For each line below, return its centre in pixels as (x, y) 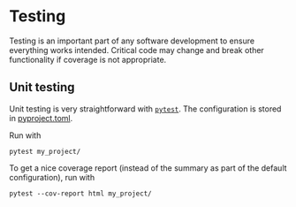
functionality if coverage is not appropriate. (88, 59)
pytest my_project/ (45, 151)
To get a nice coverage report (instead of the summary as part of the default (148, 168)
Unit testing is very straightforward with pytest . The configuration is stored (145, 109)
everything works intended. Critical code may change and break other (137, 50)
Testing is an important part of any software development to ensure (132, 41)
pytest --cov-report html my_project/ (80, 193)
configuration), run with (52, 177)
